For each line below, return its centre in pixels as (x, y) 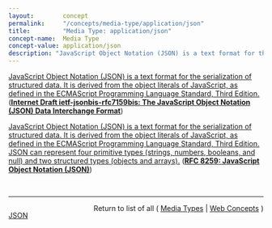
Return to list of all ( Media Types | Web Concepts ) (178, 208)
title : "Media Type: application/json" (90, 31)
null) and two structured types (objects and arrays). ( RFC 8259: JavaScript (134, 161)
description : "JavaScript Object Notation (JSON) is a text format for (132, 53)
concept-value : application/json (65, 46)
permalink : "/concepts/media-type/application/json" (106, 23)
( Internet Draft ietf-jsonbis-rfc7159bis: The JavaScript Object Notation (130, 102)
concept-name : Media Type (54, 38)
